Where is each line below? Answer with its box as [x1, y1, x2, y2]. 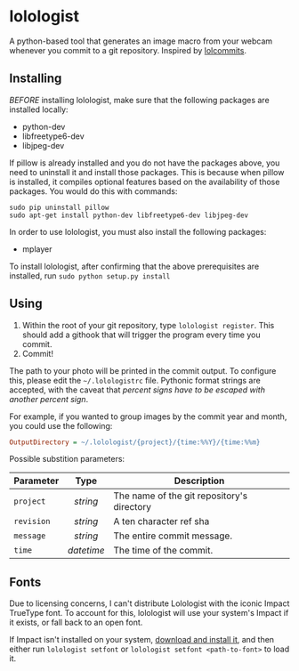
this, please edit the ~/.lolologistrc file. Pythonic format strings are [9, 375, 261, 385]
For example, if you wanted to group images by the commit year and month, [9, 411, 287, 422]
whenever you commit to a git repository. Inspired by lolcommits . [9, 44, 247, 55]
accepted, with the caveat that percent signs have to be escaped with [9, 384, 265, 395]
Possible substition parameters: [9, 454, 125, 465]
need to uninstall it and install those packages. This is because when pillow [9, 166, 285, 177]
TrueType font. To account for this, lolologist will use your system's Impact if [9, 608, 289, 618]
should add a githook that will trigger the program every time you [21, 329, 261, 340]
